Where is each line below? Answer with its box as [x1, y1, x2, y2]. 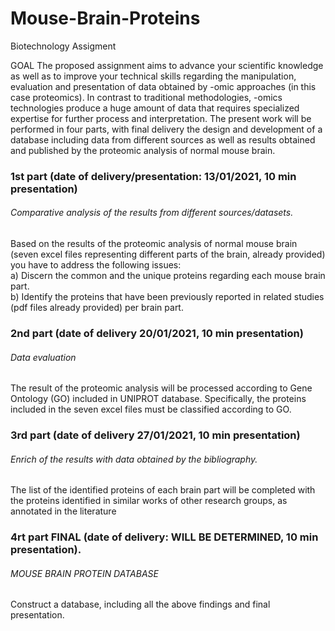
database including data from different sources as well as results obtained [10, 133, 316, 146]
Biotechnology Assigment [10, 40, 117, 52]
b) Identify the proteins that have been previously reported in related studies [10, 291, 325, 303]
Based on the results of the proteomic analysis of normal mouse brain [10, 238, 298, 250]
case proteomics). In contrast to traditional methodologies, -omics [10, 91, 283, 103]
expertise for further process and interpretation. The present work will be [10, 112, 312, 124]
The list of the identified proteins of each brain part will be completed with [10, 484, 316, 496]
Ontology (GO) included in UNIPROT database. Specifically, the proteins [10, 393, 307, 405]
